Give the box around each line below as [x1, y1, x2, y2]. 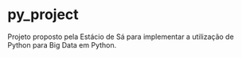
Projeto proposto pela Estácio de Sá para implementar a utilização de [7, 32, 234, 41]
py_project [7, 6, 79, 24]
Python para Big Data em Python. [7, 40, 117, 49]
